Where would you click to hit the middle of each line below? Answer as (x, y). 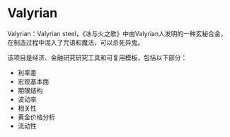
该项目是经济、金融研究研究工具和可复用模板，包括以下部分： (97, 57)
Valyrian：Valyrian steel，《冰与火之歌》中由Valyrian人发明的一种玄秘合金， (117, 33)
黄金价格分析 (36, 117)
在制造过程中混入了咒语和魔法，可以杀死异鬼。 (75, 42)
